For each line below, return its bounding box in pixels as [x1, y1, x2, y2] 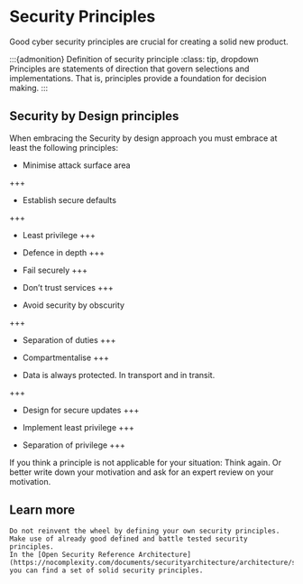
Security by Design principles [9, 108, 179, 124]
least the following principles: [9, 142, 119, 153]
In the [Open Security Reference [9, 550, 135, 559]
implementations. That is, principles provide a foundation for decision [9, 72, 268, 83]
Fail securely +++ [22, 264, 88, 275]
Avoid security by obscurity [22, 300, 124, 311]
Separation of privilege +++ [22, 440, 126, 450]
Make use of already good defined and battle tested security [9, 534, 248, 543]
